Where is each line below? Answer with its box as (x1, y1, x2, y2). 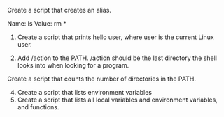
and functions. (17, 103, 59, 111)
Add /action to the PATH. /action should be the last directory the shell (17, 54, 217, 62)
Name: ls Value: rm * (7, 19, 66, 27)
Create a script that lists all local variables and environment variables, (17, 95, 218, 104)
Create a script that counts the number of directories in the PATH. (7, 75, 196, 83)
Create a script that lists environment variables (17, 88, 153, 96)
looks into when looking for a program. (17, 61, 129, 69)
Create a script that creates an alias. (7, 6, 112, 14)
